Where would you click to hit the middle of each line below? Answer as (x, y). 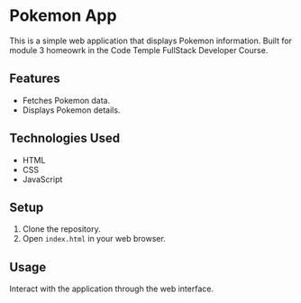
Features (35, 79)
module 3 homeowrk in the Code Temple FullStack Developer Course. (139, 50)
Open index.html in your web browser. (94, 239)
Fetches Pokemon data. (66, 100)
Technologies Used (64, 138)
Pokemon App (63, 16)
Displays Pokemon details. (71, 110)
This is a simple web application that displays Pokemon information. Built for (151, 41)
